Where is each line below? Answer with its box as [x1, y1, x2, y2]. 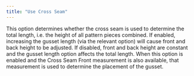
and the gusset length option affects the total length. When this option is [6, 50, 183, 57]
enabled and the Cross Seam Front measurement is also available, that [6, 56, 179, 64]
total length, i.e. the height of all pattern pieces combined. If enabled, [6, 31, 176, 39]
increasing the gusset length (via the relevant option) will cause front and [6, 37, 186, 45]
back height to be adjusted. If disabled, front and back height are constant [6, 44, 189, 51]
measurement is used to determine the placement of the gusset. [6, 63, 164, 70]
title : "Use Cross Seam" [6, 8, 68, 15]
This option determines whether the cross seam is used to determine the [6, 25, 184, 32]
